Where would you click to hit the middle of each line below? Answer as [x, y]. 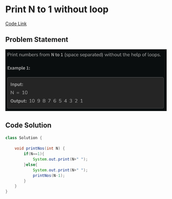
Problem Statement [37, 40]
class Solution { [24, 138]
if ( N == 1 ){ [34, 154]
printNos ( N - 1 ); [49, 175]
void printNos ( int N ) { [40, 149]
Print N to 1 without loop [57, 9]
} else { [31, 165]
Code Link [16, 24]
